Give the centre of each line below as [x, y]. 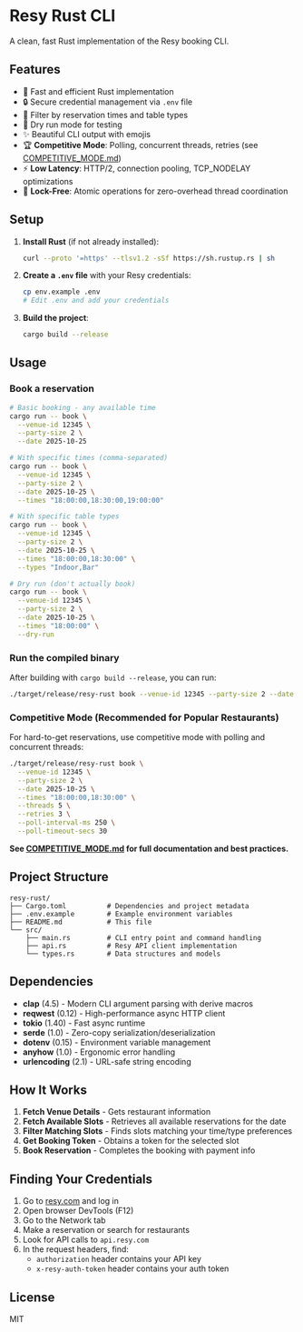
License [32, 1297]
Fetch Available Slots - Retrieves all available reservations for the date [154, 1122]
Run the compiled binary [64, 657]
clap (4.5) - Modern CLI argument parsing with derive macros [138, 1003]
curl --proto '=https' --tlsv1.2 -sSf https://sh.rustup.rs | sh [148, 258]
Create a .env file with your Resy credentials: [107, 275]
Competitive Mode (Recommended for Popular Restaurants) [144, 717]
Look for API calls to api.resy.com [86, 1240]
